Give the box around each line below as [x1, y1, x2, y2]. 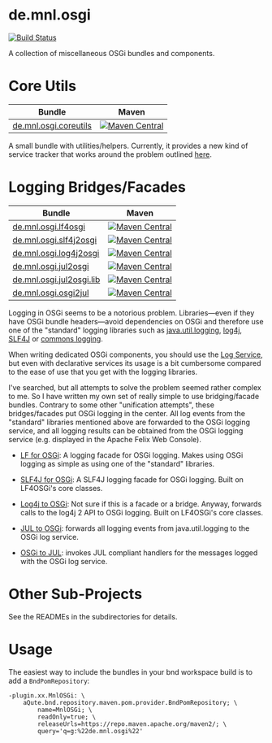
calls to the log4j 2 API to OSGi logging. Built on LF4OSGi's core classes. [19, 507, 264, 517]
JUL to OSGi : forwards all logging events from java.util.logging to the [19, 523, 250, 533]
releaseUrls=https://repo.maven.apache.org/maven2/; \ [37, 719, 227, 728]
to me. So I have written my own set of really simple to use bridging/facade [8, 391, 260, 401]
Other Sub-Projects [8, 585, 143, 603]
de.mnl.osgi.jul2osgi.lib [12, 274, 101, 285]
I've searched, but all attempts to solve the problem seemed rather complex [8, 382, 261, 392]
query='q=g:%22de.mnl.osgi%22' [37, 727, 144, 735]
